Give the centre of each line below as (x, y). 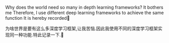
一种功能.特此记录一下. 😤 (39, 35)
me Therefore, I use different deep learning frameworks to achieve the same (84, 13)
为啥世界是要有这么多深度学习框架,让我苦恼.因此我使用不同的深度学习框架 (82, 28)
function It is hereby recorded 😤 (38, 18)
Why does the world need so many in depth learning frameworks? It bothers (84, 7)
